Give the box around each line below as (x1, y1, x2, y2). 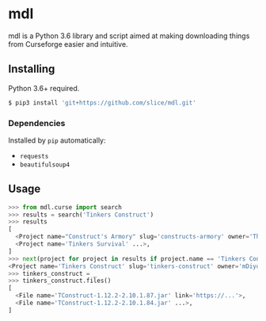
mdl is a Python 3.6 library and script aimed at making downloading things (8, 31, 250, 40)
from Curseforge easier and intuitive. (8, 39, 128, 48)
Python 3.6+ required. (8, 83, 80, 93)
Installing (8, 63, 55, 76)
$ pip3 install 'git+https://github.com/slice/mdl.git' (8, 98, 196, 107)
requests (19, 152, 49, 160)
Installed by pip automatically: (8, 136, 106, 145)
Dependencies (8, 117, 66, 128)
